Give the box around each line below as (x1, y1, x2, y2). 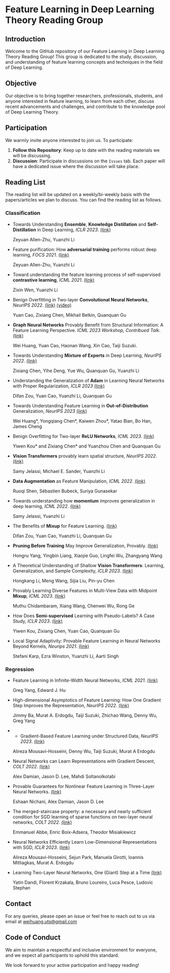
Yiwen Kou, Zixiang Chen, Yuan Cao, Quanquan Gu (12, 628, 120, 634)
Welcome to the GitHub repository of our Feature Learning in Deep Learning (5, 48, 164, 54)
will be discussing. (12, 152, 52, 158)
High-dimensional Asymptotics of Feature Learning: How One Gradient (12, 697, 161, 703)
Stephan (12, 885, 31, 891)
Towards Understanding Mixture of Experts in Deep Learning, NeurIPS (12, 352, 162, 358)
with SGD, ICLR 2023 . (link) (12, 844, 70, 851)
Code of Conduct (5, 933, 61, 942)
